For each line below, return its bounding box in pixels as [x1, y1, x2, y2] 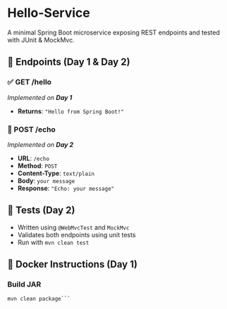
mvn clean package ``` [7, 296, 71, 303]
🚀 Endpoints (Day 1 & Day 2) [7, 56, 130, 68]
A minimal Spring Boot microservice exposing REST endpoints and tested [7, 28, 221, 37]
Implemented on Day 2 [7, 140, 74, 149]
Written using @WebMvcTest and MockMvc [17, 223, 130, 232]
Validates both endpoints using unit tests [17, 230, 136, 239]
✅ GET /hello [7, 77, 51, 87]
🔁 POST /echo [7, 125, 56, 134]
